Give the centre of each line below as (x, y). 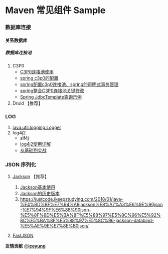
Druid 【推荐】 (28, 103)
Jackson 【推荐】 (31, 177)
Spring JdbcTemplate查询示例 (51, 97)
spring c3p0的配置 (39, 78)
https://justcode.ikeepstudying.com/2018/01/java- (71, 199)
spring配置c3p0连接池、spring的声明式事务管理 (69, 84)
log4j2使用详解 (35, 144)
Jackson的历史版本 (40, 194)
